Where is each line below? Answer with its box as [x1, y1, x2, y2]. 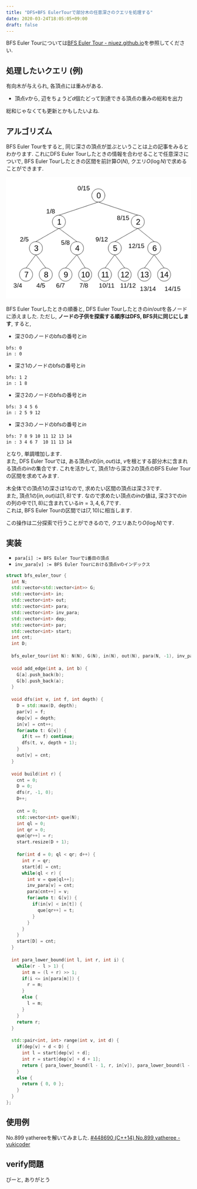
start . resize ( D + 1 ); [16, 839, 69, 845]
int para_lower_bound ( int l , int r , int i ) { [11, 957, 125, 963]
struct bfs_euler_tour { [6, 572, 67, 579]
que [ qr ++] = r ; [16, 833, 54, 839]
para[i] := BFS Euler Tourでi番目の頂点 [14, 555, 110, 561]
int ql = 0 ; [16, 820, 46, 826]
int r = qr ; [21, 857, 51, 864]
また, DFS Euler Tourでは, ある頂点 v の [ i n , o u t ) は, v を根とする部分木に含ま [6, 457, 183, 465]
